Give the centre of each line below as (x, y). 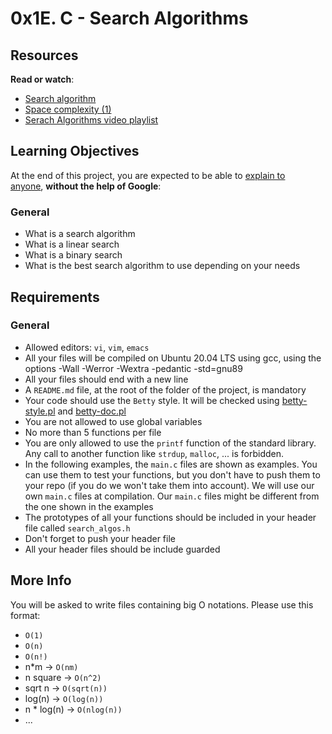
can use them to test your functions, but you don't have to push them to (172, 474)
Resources (44, 55)
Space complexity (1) (68, 109)
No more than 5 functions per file (93, 432)
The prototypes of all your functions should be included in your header (170, 517)
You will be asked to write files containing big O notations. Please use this (162, 604)
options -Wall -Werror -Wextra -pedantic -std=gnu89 (133, 368)
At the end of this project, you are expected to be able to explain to (148, 175)
